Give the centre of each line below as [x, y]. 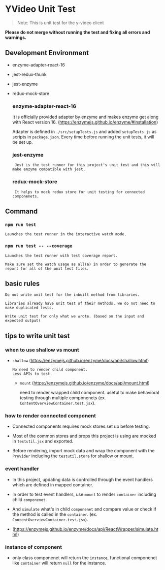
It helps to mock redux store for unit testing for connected [80, 192]
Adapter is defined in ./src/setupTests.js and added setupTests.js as [84, 132]
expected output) [23, 321]
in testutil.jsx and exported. [43, 441]
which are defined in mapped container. [53, 485]
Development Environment [47, 53]
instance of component [34, 547]
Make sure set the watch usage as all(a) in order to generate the [76, 264]
